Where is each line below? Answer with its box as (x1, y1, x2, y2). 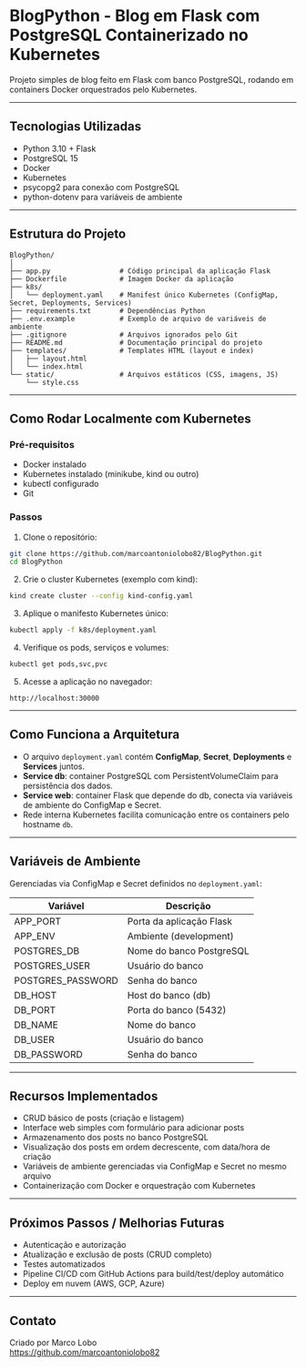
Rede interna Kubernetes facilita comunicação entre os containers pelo (22, 809, 290, 820)
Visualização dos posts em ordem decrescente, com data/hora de (22, 1141, 270, 1152)
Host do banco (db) (127, 988, 211, 1001)
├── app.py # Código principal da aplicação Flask (9, 266, 271, 276)
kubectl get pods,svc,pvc (9, 660, 107, 669)
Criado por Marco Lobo (9, 1337, 97, 1348)
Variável (47, 899, 85, 912)
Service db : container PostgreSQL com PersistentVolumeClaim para (22, 770, 280, 781)
